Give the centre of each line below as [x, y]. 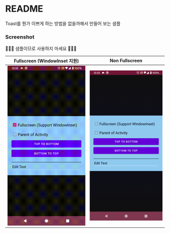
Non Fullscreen [126, 61]
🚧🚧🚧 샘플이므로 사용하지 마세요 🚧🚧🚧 [41, 49]
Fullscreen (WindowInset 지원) [47, 61]
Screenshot [20, 37]
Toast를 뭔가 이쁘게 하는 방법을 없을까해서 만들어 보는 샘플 [63, 23]
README [24, 9]
